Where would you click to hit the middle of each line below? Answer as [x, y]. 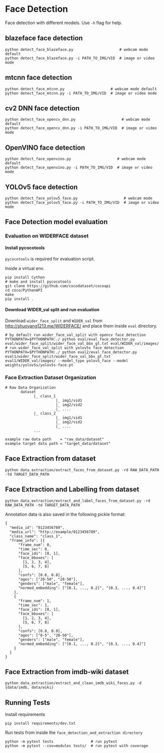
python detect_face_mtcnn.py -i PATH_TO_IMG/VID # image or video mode [81, 93]
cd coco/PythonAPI [24, 290]
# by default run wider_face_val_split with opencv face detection [76, 335]
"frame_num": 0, [35, 545]
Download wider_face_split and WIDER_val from [54, 321]
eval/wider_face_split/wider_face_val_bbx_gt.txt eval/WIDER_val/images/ [82, 343]
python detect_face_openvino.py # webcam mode [76, 159]
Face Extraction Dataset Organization [51, 377]
